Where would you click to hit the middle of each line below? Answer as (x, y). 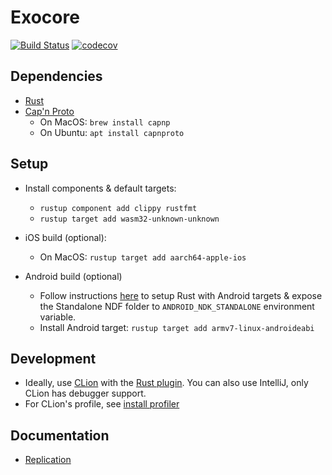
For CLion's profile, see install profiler (102, 404)
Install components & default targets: (100, 188)
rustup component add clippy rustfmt (118, 208)
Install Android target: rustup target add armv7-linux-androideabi (177, 327)
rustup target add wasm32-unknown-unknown (129, 219)
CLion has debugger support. (85, 393)
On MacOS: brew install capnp (105, 122)
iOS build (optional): (65, 237)
